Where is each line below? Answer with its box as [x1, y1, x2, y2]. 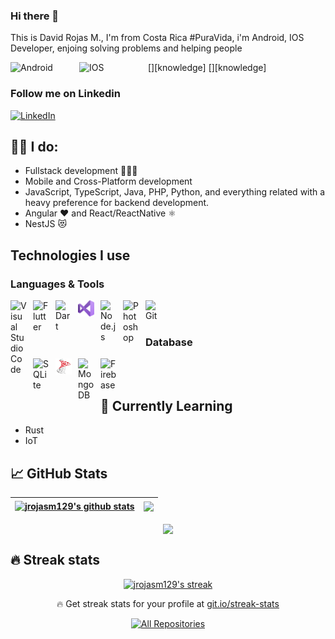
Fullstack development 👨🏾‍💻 [24, 165, 138, 177]
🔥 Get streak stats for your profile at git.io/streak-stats [56, 597, 280, 609]
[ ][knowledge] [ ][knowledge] [148, 62, 267, 74]
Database [145, 335, 193, 349]
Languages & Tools [10, 277, 105, 291]
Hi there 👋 [10, 9, 60, 23]
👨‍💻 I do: [10, 138, 59, 155]
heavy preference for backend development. [24, 197, 210, 209]
